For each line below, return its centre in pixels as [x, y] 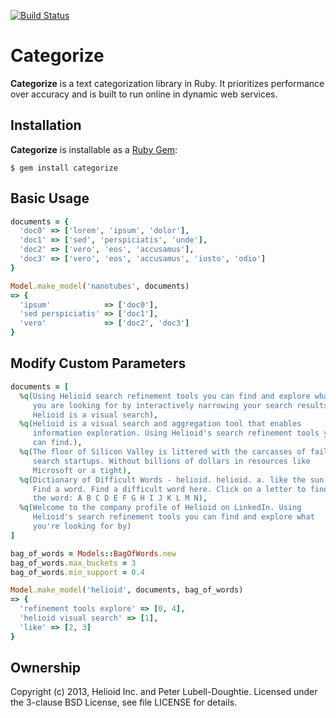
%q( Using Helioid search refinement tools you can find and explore [165, 396]
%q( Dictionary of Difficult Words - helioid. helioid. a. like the [163, 480]
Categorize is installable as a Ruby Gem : [94, 149]
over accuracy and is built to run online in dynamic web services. [144, 94]
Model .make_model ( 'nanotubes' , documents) [100, 286]
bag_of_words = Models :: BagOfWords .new [93, 553]
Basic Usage [50, 198]
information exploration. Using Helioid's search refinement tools [176, 433]
